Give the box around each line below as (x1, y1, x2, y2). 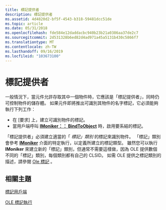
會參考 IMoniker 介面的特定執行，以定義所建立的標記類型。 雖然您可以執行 (5, 140, 158, 146)
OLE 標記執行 (5, 200, 32, 206)
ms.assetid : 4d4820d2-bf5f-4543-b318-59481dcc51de (5, 16, 112, 21)
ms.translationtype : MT (5, 40, 55, 45)
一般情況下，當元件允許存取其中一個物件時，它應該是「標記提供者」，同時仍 (5, 94, 160, 100)
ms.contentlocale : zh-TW (5, 44, 56, 49)
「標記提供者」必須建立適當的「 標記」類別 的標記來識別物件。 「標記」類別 (5, 134, 161, 140)
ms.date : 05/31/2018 (5, 26, 48, 31)
